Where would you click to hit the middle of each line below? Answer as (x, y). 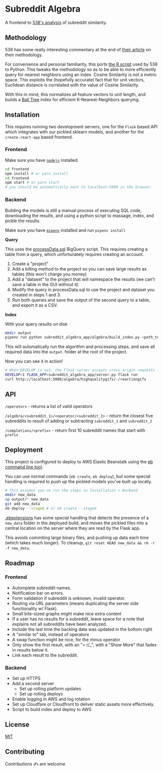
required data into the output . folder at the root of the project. (66, 352)
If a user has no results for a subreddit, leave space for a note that (78, 619)
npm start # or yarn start (32, 183)
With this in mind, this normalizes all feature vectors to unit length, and (75, 94)
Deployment (24, 450)
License (17, 725)
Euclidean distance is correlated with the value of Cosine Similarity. (72, 85)
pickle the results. (23, 221)
